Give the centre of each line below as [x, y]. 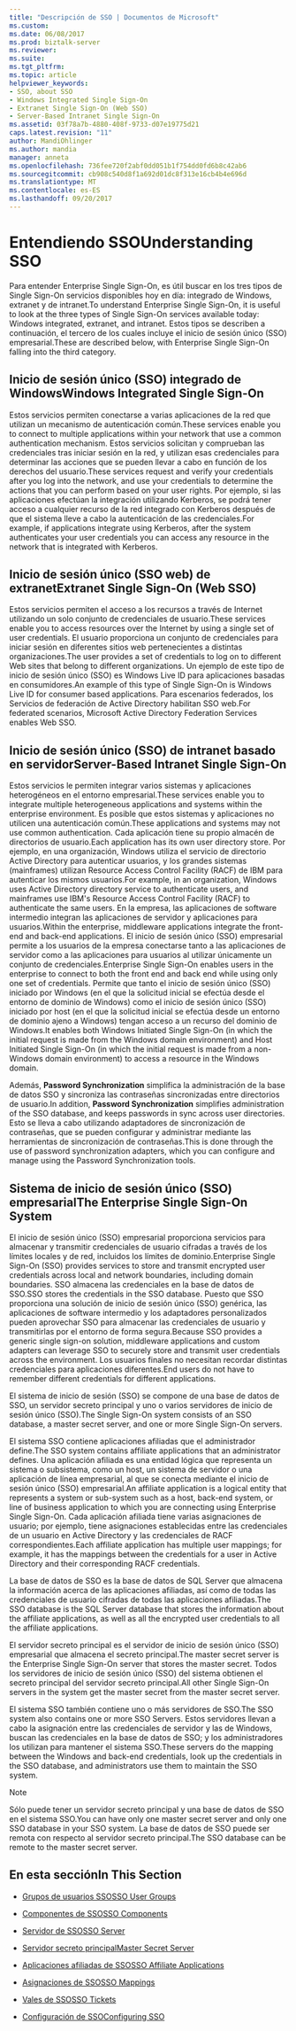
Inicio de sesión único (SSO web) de [110, 575]
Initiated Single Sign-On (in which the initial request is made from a [131, 1049]
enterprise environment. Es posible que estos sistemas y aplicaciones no [142, 814]
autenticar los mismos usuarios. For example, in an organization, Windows [143, 880]
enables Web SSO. [43, 722]
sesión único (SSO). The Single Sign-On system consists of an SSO [130, 1415]
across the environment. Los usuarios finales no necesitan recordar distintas [148, 1360]
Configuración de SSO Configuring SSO [93, 2016]
